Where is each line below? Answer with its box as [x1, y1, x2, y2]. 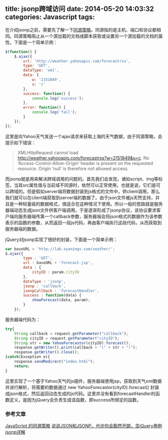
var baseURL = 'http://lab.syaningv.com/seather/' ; [5, 246, 115, 251]
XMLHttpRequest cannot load [17, 149, 78, 155]
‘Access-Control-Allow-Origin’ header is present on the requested [17, 160, 153, 166]
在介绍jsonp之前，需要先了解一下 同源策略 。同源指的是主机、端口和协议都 [5, 26, 157, 32]
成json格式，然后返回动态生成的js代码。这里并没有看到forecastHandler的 [5, 390, 156, 396]
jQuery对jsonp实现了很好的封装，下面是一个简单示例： [5, 236, 118, 242]
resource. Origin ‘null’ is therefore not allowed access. [17, 165, 129, 171]
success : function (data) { [23, 293, 81, 298]
